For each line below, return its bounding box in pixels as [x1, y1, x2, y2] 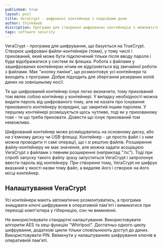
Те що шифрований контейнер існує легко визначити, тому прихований [5, 88, 154, 94]
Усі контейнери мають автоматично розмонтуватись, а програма [5, 197, 141, 203]
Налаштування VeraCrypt [5, 184, 86, 192]
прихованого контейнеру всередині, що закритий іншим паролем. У [5, 104, 147, 110]
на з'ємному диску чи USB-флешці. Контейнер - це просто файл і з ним [5, 134, 154, 140]
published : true [5, 7, 38, 12]
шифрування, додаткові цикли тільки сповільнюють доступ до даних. [5, 227, 149, 233]
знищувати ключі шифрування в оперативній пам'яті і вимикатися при [5, 202, 151, 208]
